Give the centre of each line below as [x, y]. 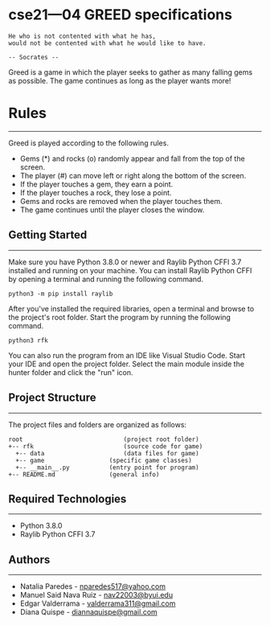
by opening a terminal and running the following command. [106, 279]
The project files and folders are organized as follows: [98, 424]
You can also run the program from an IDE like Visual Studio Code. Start [127, 355]
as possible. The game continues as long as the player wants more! [120, 80]
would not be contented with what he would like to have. [107, 43]
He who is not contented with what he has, [82, 36]
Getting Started [48, 235]
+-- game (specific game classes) [104, 460]
